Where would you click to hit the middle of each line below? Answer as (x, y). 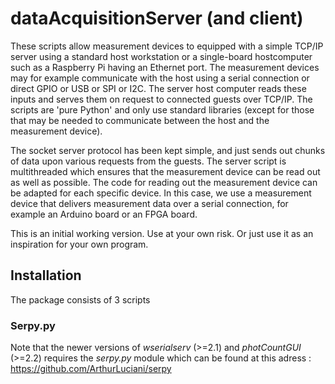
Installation (46, 275)
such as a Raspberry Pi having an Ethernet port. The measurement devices (165, 67)
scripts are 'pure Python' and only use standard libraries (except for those (162, 109)
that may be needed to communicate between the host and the (140, 120)
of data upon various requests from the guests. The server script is (148, 161)
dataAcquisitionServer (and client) (157, 18)
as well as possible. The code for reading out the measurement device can (164, 182)
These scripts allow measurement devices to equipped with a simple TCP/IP (167, 46)
